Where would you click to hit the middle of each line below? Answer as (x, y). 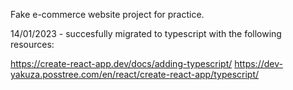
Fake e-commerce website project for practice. (107, 14)
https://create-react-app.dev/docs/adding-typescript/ (121, 63)
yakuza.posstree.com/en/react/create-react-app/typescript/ (135, 74)
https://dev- (258, 63)
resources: (32, 44)
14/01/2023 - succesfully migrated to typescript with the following (146, 33)
